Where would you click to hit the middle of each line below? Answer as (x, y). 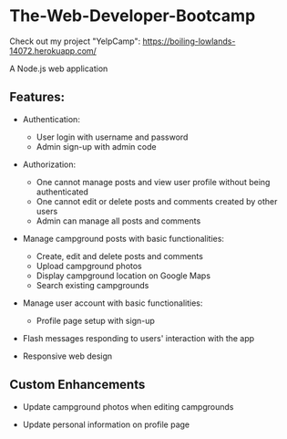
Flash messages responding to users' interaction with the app (138, 338)
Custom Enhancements (77, 385)
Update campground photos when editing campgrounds (128, 406)
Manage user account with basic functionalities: (113, 303)
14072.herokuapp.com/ (53, 50)
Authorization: (49, 164)
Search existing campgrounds (92, 285)
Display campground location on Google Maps (123, 276)
